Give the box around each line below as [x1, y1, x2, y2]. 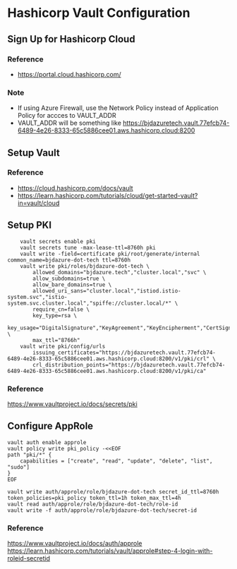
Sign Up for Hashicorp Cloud [7, 33, 135, 45]
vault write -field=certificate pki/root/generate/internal [20, 250, 200, 257]
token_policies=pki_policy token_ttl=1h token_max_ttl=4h [7, 494, 181, 501]
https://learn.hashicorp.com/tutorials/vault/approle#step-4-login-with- [7, 546, 213, 555]
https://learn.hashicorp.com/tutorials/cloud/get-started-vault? [17, 191, 198, 200]
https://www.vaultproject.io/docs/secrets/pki [7, 400, 138, 408]
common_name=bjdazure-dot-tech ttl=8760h [7, 256, 131, 264]
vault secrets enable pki [20, 238, 97, 245]
